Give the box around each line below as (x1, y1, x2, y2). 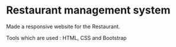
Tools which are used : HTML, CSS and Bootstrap (6, 34, 127, 41)
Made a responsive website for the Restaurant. (6, 23, 120, 30)
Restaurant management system (6, 4, 171, 17)
